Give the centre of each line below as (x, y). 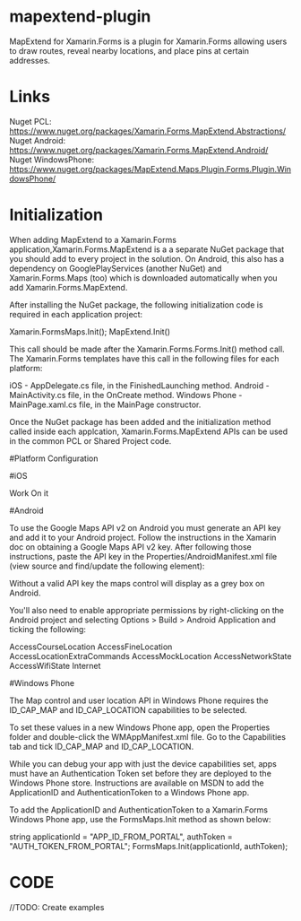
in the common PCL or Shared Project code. (90, 440)
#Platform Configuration (54, 458)
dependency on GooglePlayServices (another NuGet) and (116, 268)
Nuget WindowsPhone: (52, 160)
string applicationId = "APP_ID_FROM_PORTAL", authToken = (121, 837)
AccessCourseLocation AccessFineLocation (91, 647)
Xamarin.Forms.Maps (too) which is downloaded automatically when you (143, 278)
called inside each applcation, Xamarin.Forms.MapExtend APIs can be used (149, 431)
